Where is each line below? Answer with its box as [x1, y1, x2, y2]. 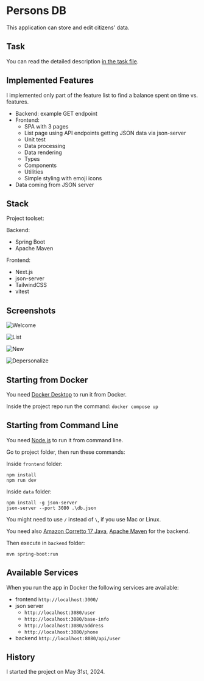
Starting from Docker [6, 375, 88, 385]
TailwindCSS [15, 281, 47, 289]
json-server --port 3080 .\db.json [6, 505, 97, 511]
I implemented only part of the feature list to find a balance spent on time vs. [6, 91, 199, 99]
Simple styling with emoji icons [24, 174, 102, 182]
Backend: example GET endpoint [15, 110, 97, 117]
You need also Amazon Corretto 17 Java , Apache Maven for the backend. [6, 528, 190, 535]
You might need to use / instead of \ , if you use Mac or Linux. [6, 515, 161, 523]
